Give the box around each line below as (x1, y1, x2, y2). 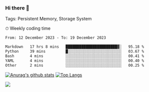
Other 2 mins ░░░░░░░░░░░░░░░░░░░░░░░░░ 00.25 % (5, 63, 144, 68)
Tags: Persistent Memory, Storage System (5, 16, 92, 22)
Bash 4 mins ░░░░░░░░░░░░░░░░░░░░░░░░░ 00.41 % (5, 53, 144, 59)
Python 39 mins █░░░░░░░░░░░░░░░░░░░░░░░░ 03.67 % (5, 49, 144, 54)
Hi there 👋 (5, 4, 30, 11)
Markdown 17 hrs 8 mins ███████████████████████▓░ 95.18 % (5, 44, 144, 49)
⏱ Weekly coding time (5, 25, 51, 31)
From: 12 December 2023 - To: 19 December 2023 (5, 35, 106, 40)
